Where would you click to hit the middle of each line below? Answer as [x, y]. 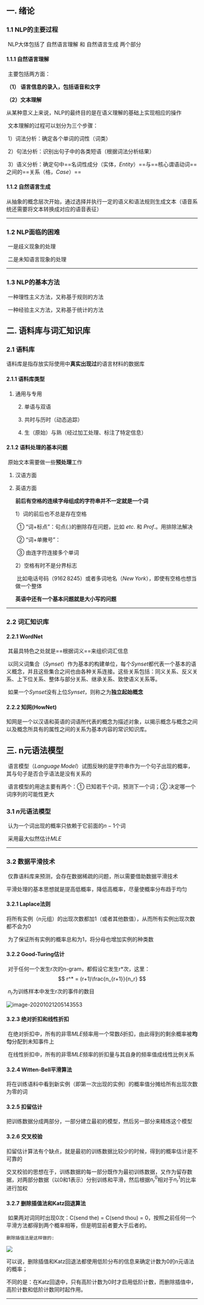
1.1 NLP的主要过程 [32, 30]
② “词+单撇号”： [39, 539]
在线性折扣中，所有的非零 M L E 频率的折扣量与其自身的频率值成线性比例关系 [101, 1054]
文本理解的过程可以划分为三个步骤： [53, 125]
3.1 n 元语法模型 [29, 811]
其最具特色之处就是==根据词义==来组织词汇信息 [68, 651]
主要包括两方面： [29, 74]
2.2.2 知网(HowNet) [32, 707]
